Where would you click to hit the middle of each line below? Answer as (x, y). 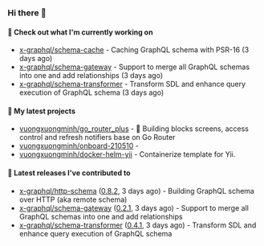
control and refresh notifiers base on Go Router (97, 137)
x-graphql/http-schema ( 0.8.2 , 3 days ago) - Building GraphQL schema (136, 191)
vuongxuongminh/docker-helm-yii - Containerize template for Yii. (127, 154)
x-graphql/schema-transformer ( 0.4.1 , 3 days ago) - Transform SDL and (138, 225)
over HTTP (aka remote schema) (73, 199)
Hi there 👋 (27, 13)
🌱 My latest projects (41, 111)
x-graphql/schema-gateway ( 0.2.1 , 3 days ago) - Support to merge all (134, 207)
